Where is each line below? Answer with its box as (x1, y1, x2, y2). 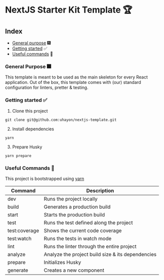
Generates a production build (43, 203, 111, 210)
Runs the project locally (43, 195, 98, 202)
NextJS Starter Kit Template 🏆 (5, 4, 133, 16)
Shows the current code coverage (43, 227, 122, 234)
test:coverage (7, 227, 39, 234)
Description (86, 187, 114, 194)
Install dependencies (12, 126, 55, 132)
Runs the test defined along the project (43, 219, 133, 226)
